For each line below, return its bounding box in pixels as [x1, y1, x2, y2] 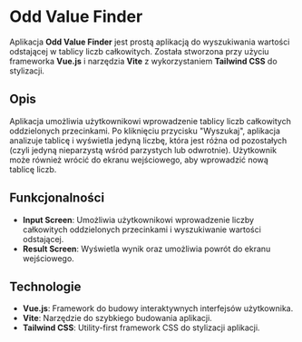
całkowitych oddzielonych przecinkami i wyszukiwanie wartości [22, 224, 261, 235]
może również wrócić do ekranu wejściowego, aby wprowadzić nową [9, 154, 269, 165]
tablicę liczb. [9, 163, 57, 174]
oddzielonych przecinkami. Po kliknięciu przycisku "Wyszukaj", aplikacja [9, 125, 281, 136]
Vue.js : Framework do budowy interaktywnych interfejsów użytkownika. [22, 303, 294, 314]
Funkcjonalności [9, 191, 105, 206]
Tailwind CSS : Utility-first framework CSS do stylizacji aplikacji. [22, 322, 260, 333]
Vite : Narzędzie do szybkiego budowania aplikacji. [22, 313, 213, 324]
